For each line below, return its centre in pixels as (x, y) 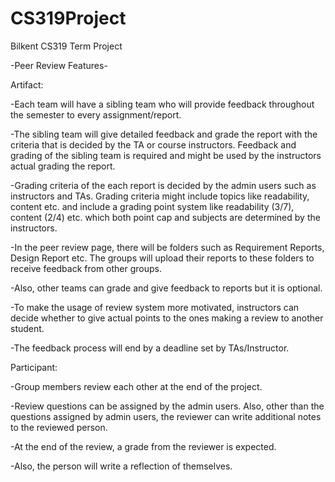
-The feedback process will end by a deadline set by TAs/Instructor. (150, 348)
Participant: (34, 367)
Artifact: (27, 84)
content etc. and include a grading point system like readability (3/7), (152, 206)
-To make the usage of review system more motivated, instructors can (155, 307)
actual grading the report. (63, 166)
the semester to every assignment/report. (96, 114)
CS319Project (68, 18)
